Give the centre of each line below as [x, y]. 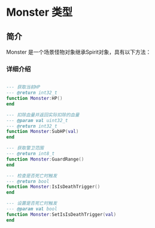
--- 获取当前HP [23, 87]
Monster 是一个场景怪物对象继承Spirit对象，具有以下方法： [79, 52]
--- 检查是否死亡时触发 [32, 176]
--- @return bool [28, 181]
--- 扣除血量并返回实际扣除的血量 [43, 115]
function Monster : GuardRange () [45, 159]
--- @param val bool [32, 209]
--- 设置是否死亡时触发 [32, 203]
